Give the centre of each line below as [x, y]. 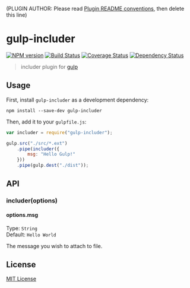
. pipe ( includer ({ [38, 149]
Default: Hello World [31, 235]
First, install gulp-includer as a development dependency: [77, 100]
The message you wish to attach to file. [54, 246]
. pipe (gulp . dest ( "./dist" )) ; [53, 166]
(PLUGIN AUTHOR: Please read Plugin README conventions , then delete [95, 9]
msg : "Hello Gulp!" [52, 154]
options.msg [22, 215]
